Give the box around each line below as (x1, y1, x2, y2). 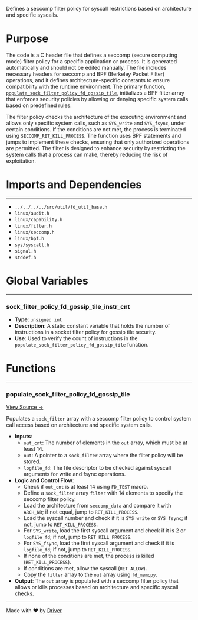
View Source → (6, 403, 44, 411)
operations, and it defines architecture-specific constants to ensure (6, 76, 170, 83)
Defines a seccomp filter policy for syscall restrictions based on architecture (6, 5, 192, 12)
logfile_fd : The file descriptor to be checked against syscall (23, 464, 171, 472)
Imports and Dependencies (6, 178, 142, 192)
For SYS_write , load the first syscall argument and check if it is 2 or (23, 527, 186, 534)
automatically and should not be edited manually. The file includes (6, 64, 167, 71)
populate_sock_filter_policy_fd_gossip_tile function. (14, 341, 149, 348)
